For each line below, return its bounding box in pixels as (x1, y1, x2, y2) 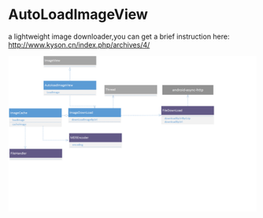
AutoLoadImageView (8, 6, 148, 24)
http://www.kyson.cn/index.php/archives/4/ (8, 39, 150, 49)
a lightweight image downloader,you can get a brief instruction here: (8, 32, 230, 41)
